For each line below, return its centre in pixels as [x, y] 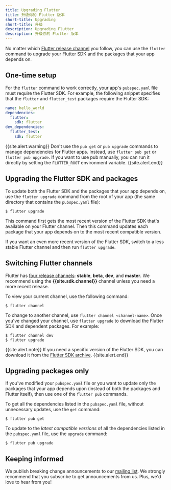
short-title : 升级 [24, 24]
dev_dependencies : [25, 127]
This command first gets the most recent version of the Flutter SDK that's [82, 221]
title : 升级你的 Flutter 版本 [35, 15]
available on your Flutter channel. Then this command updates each [77, 226]
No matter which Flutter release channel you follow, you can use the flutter [86, 48]
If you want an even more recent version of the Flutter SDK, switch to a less [85, 242]
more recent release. [27, 286]
